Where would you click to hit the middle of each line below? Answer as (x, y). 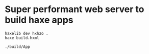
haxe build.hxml (22, 38)
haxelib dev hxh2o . (27, 33)
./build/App (17, 46)
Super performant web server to (74, 9)
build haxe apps (39, 20)
